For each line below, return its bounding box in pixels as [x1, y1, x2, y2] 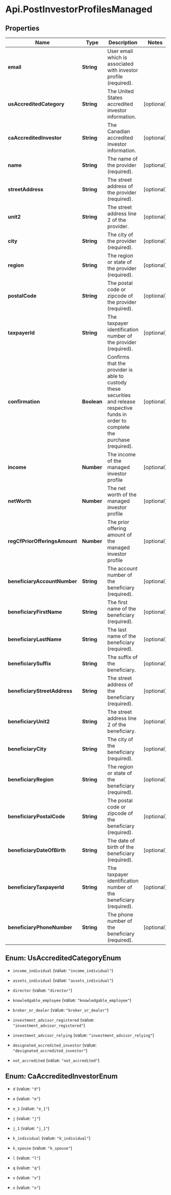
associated [107, 60, 134, 67]
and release [107, 398, 136, 405]
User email [107, 47, 133, 55]
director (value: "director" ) [12, 987, 73, 993]
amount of [107, 531, 132, 538]
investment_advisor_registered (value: [12, 1017, 95, 1023]
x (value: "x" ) [12, 1184, 41, 1190]
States [107, 94, 123, 101]
